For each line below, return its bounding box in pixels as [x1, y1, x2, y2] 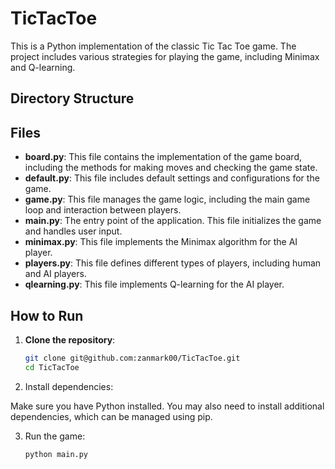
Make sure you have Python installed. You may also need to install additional [10, 400, 325, 412]
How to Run [10, 307, 84, 324]
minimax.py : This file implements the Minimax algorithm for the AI [24, 236, 298, 248]
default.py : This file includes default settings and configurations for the [24, 172, 320, 184]
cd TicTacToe [24, 362, 80, 372]
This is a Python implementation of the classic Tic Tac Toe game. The [10, 40, 297, 52]
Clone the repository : [24, 333, 116, 346]
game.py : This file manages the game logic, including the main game [24, 193, 311, 206]
